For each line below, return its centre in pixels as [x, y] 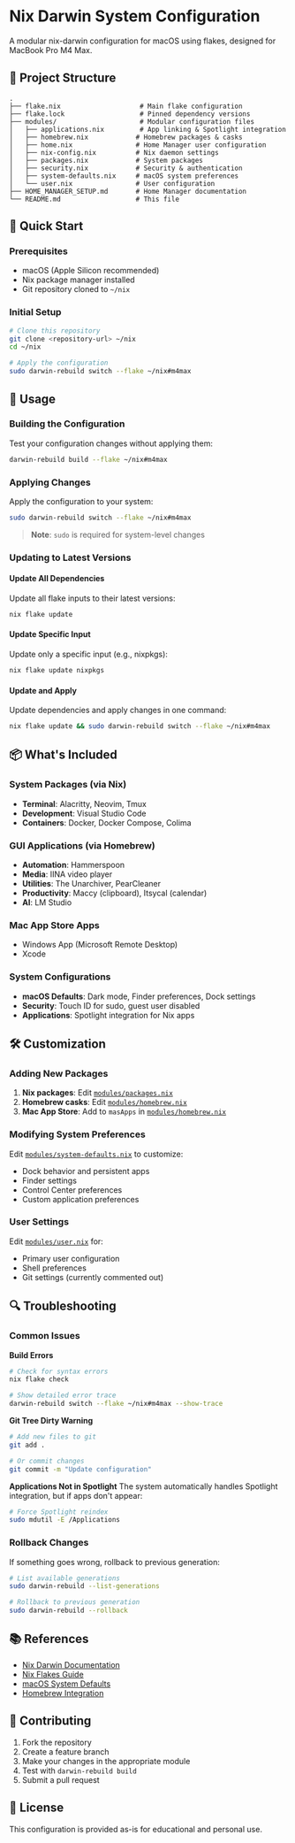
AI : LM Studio [47, 902]
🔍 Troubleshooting [63, 1306]
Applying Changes [50, 482]
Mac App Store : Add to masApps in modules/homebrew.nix [124, 1111]
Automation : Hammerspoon [73, 864]
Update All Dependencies [57, 579]
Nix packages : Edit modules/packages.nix [98, 1093]
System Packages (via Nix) [68, 785]
